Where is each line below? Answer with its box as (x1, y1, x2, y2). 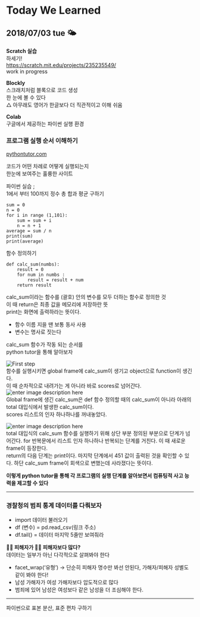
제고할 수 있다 (17, 480, 49, 487)
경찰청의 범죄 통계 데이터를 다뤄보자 (6, 502, 102, 510)
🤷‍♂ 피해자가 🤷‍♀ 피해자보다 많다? (6, 543, 81, 550)
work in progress (6, 68, 48, 75)
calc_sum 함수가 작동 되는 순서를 (6, 341, 83, 348)
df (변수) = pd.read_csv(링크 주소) (14, 524, 96, 531)
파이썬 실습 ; (6, 182, 35, 190)
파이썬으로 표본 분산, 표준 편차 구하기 (6, 604, 92, 611)
